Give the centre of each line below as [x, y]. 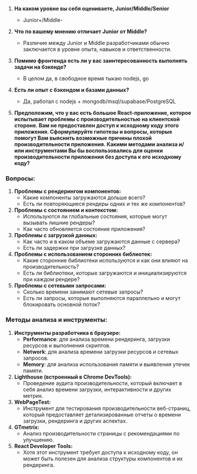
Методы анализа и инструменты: [56, 320]
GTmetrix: [27, 427]
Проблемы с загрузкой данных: [56, 236]
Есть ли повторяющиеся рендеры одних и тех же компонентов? [104, 204]
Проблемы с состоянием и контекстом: [66, 210]
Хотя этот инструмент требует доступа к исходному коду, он [100, 452]
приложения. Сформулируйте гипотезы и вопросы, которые [93, 132]
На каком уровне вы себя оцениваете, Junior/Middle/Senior [92, 9]
